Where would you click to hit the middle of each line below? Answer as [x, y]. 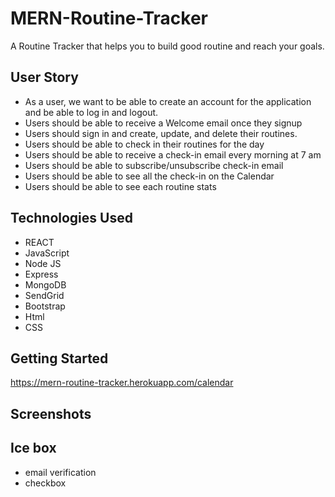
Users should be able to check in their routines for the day [144, 144]
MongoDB [45, 284]
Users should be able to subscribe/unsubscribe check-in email [154, 165]
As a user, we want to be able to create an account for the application [168, 101]
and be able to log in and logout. [91, 112]
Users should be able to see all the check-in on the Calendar [149, 176]
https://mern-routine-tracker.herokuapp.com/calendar [122, 383]
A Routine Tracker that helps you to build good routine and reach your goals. [167, 46]
